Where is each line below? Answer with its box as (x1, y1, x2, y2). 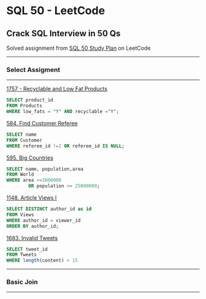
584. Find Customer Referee (6, 119, 78, 126)
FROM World (6, 171, 34, 178)
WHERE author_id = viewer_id (6, 217, 81, 223)
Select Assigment (6, 65, 61, 74)
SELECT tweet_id (6, 246, 48, 252)
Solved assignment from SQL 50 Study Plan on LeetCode (6, 44, 151, 52)
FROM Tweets (6, 252, 37, 258)
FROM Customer (6, 137, 43, 143)
